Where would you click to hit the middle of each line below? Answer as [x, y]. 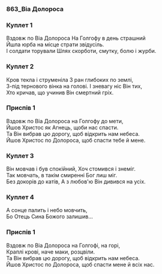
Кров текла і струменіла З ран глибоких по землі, [70, 79]
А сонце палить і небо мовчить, [47, 210]
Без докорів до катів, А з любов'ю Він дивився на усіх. [76, 181]
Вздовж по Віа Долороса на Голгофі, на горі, [63, 245]
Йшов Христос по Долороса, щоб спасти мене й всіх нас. [80, 264]
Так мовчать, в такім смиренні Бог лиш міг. [62, 175]
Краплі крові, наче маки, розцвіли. [51, 252]
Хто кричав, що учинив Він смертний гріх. [60, 93]
